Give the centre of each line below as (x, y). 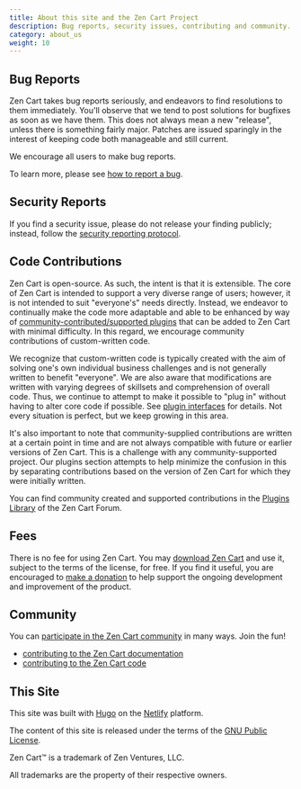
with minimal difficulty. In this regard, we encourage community (127, 331)
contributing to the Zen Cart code (84, 663)
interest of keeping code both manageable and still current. (119, 139)
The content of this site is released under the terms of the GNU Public (138, 731)
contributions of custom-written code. (80, 341)
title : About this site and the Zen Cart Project (104, 18)
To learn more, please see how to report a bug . (96, 174)
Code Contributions (66, 262)
